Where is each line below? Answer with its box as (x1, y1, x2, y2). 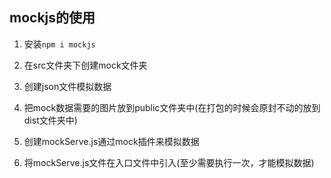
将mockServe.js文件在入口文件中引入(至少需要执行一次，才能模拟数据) (23, 156, 315, 168)
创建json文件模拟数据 (23, 80, 112, 92)
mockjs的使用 (9, 9, 96, 27)
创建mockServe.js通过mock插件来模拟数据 (23, 135, 200, 147)
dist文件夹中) (23, 114, 78, 126)
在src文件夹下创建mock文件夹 (23, 59, 148, 71)
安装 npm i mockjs (23, 38, 96, 50)
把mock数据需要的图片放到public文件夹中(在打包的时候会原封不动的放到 (23, 101, 321, 113)
